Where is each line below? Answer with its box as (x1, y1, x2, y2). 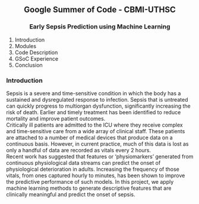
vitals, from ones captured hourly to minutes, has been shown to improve (6, 172, 185, 179)
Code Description (14, 49, 58, 56)
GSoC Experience (14, 55, 58, 62)
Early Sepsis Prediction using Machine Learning (29, 23, 170, 31)
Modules (14, 42, 37, 49)
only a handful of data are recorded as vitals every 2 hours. (6, 146, 151, 153)
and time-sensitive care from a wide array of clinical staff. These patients (6, 127, 185, 134)
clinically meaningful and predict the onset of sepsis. (6, 190, 135, 198)
